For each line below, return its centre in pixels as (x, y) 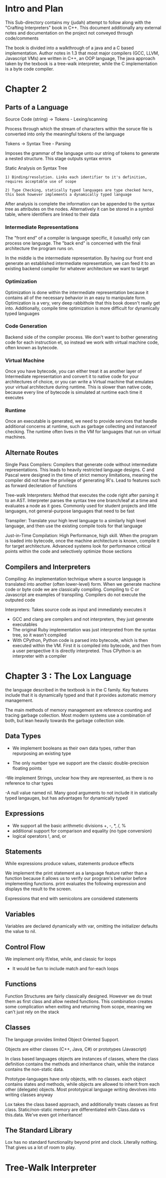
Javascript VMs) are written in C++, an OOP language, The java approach (80, 58)
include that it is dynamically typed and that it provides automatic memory (81, 695)
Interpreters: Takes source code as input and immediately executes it (76, 610)
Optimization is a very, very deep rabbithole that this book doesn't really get (83, 303)
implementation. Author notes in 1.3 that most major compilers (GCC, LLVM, (82, 53)
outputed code (20, 600)
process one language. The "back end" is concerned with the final (73, 243)
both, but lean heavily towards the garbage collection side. (65, 720)
